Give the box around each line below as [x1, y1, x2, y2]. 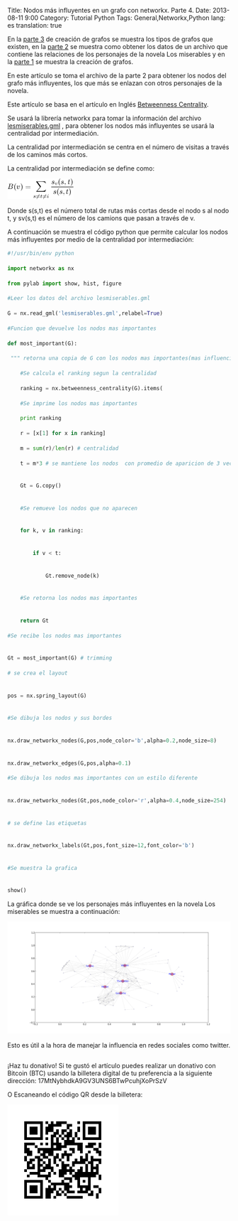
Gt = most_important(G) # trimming [7, 655, 113, 662]
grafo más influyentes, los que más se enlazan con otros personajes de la [7, 79, 222, 87]
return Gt [20, 617, 50, 624]
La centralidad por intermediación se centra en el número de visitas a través [7, 143, 229, 151]
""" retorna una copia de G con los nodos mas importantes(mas [10, 355, 201, 362]
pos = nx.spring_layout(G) [7, 692, 87, 699]
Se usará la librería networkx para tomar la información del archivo [7, 114, 202, 122]
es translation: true [7, 21, 62, 29]
